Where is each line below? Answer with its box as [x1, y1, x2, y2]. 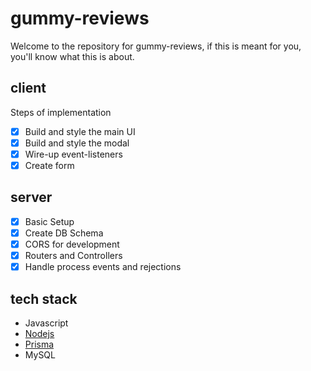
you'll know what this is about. [10, 50, 135, 62]
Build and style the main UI [24, 125, 136, 137]
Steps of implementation [10, 106, 112, 118]
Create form [24, 159, 75, 171]
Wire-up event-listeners [24, 148, 123, 160]
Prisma [24, 338, 55, 350]
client [10, 80, 47, 97]
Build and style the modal [24, 137, 130, 149]
